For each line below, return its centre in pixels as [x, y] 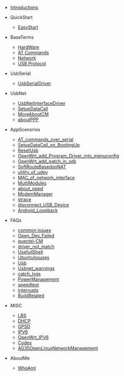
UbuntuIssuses [33, 258]
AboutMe [20, 358]
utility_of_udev [33, 172]
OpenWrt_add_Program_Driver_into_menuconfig [68, 156]
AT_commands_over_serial [46, 140]
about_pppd [30, 189]
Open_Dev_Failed [36, 236]
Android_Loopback [38, 210]
